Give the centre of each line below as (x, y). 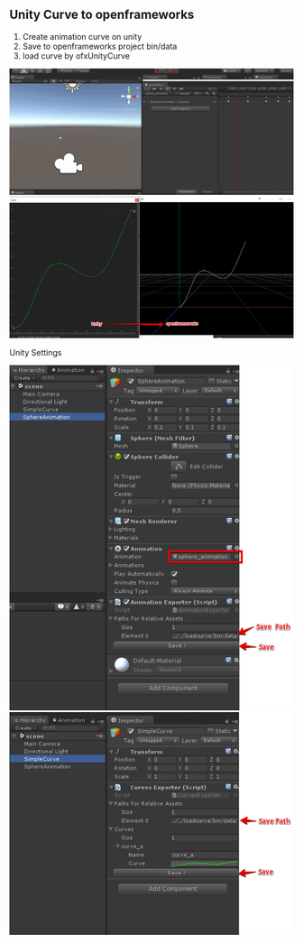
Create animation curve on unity (82, 36)
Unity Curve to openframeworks (102, 15)
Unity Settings (36, 353)
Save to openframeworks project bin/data (100, 46)
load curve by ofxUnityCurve (76, 56)
